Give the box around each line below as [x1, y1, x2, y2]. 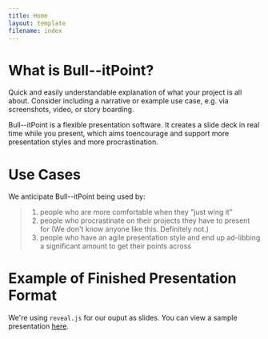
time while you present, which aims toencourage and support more [8, 129, 230, 139]
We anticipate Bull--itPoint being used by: [8, 192, 146, 201]
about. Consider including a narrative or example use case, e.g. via [8, 96, 230, 106]
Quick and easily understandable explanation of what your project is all [8, 87, 242, 97]
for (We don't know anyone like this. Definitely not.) [39, 224, 210, 234]
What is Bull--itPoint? [8, 61, 154, 79]
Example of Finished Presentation [8, 269, 238, 288]
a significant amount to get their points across [39, 241, 192, 251]
